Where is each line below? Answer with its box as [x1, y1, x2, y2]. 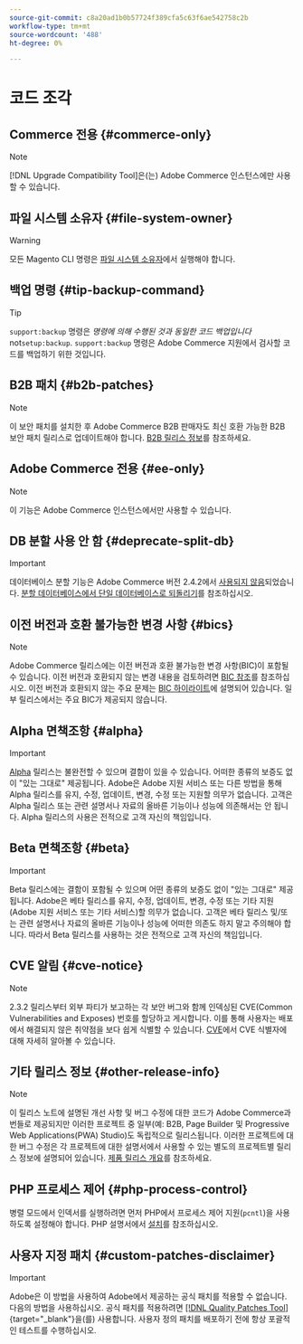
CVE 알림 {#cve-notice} [9, 958, 144, 973]
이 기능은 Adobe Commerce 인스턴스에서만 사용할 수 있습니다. [9, 504, 232, 516]
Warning [9, 235, 41, 246]
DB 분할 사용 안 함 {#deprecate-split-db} [9, 533, 235, 548]
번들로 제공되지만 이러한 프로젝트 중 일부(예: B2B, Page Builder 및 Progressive [9, 1119, 289, 1130]
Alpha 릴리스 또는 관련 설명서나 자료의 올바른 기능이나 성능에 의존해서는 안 [9, 800, 272, 810]
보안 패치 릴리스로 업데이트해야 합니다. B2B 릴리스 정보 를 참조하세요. [9, 431, 251, 443]
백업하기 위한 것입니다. [25, 348, 107, 359]
